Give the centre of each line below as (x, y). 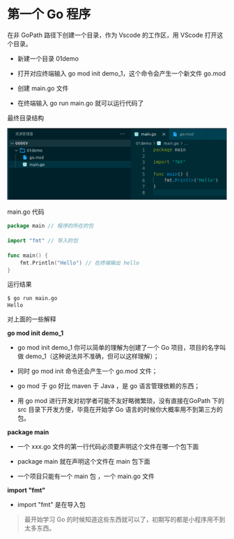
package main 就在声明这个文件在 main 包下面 (84, 462)
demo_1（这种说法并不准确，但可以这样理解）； (92, 356)
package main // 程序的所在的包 (50, 226)
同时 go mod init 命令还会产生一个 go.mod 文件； (87, 371)
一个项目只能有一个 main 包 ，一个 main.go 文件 (86, 476)
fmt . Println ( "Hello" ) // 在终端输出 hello (79, 263)
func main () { (28, 256)
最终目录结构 (25, 118)
